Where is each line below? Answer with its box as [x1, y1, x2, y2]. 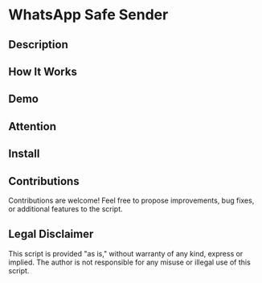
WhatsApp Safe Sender [8, 6, 169, 24]
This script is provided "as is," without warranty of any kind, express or [8, 248, 244, 258]
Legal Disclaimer [8, 228, 94, 241]
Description [8, 38, 68, 51]
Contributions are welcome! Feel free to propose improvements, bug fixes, [8, 195, 255, 205]
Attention [8, 119, 56, 133]
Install [8, 147, 40, 161]
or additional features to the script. [8, 203, 123, 214]
